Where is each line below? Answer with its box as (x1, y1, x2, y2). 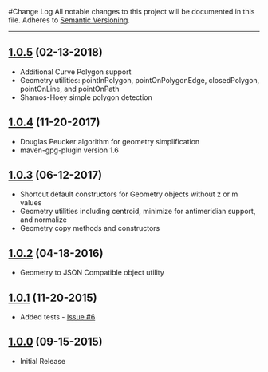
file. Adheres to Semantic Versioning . (8, 15, 130, 25)
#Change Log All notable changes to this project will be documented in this (8, 7, 255, 16)
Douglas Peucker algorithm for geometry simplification (19, 137, 200, 146)
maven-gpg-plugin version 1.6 (19, 145, 120, 155)
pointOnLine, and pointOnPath (19, 84, 120, 93)
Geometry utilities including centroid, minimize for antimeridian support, (19, 207, 256, 216)
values (19, 198, 42, 208)
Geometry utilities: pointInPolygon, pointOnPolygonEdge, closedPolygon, (19, 75, 260, 85)
